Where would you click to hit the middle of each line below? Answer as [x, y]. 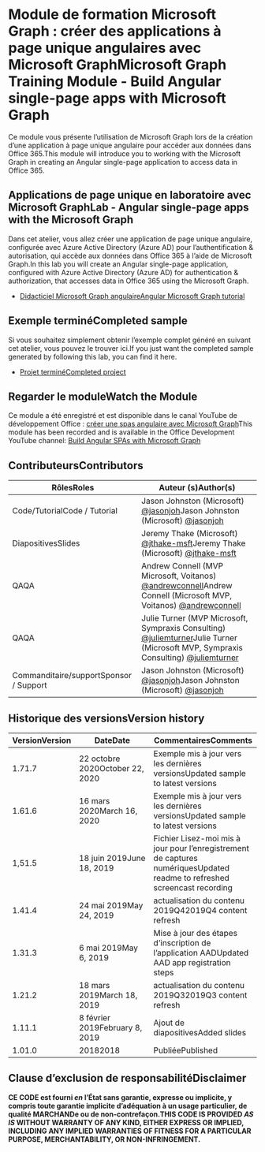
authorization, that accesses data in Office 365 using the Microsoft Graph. [129, 281]
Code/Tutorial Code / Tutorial [65, 511]
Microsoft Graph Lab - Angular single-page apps [129, 208]
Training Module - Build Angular [115, 82]
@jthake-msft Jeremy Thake [194, 543]
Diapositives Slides [46, 543]
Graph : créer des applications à [115, 31]
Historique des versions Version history [106, 718]
